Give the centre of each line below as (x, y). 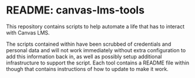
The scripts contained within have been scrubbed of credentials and (89, 44)
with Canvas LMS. (28, 32)
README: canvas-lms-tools (75, 10)
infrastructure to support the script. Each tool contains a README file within (98, 63)
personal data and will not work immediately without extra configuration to (96, 50)
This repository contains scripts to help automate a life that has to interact (95, 26)
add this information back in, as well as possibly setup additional (84, 56)
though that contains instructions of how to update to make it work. (87, 69)
